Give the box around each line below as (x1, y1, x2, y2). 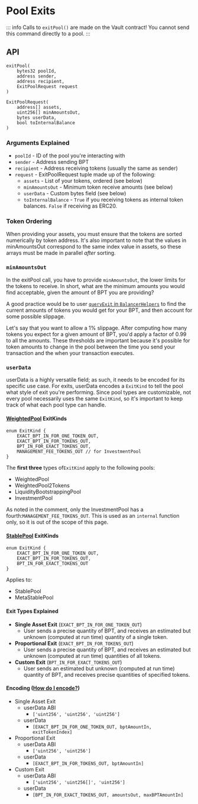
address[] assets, (17, 104, 62, 110)
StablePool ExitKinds (6, 532, 59, 539)
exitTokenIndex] (32, 729, 73, 735)
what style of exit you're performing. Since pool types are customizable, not (6, 389, 191, 396)
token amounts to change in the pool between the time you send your (6, 343, 176, 350)
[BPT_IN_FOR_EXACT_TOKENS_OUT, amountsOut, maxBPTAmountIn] (32, 792, 184, 798)
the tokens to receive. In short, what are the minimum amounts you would (6, 282, 185, 289)
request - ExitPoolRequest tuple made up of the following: (14, 171, 156, 178)
